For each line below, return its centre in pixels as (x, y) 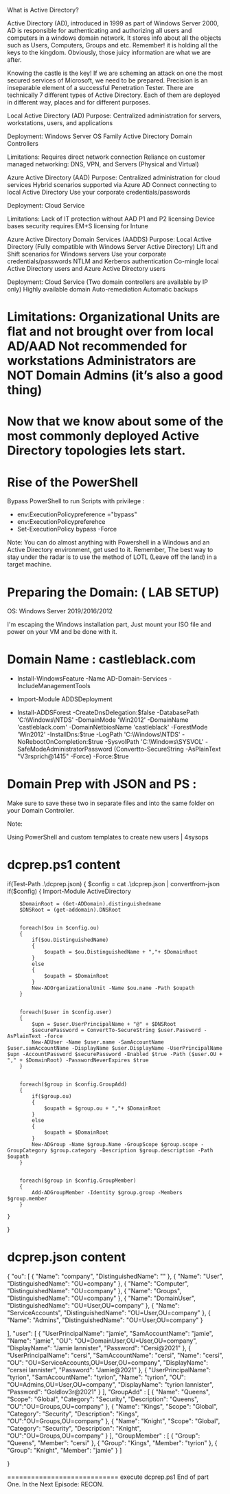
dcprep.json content (67, 1257)
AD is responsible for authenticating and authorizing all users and (100, 31)
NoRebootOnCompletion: (53, 742)
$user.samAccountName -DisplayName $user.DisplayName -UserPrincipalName (115, 1048)
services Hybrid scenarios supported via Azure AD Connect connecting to (112, 185)
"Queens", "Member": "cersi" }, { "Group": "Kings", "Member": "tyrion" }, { (112, 1443)
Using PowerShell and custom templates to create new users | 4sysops (108, 837)
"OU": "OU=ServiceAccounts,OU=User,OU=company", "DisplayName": (107, 1363)
